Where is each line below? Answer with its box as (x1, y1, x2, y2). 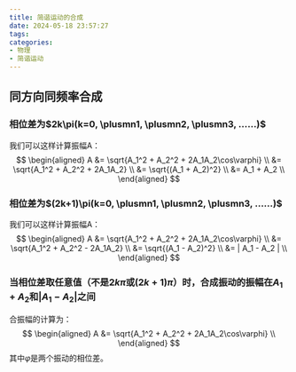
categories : (9, 37, 53, 47)
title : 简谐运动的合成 (9, 12, 84, 22)
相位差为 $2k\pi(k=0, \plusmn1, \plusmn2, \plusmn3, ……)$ (9, 118, 267, 131)
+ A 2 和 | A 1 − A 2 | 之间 (9, 290, 96, 305)
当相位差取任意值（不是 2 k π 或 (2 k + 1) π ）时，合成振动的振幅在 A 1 (9, 276, 284, 290)
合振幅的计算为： (9, 313, 72, 324)
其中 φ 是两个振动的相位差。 (9, 352, 109, 363)
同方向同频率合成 (9, 90, 103, 105)
